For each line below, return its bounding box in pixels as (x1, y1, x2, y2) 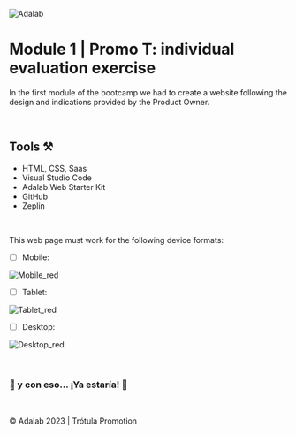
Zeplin (21, 200, 46, 211)
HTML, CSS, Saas (21, 163, 87, 173)
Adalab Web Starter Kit (21, 181, 106, 192)
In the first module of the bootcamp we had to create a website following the (9, 87, 288, 97)
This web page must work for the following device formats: (9, 234, 224, 245)
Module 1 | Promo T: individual (9, 40, 235, 59)
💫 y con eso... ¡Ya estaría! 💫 (9, 378, 128, 391)
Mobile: (21, 252, 50, 263)
